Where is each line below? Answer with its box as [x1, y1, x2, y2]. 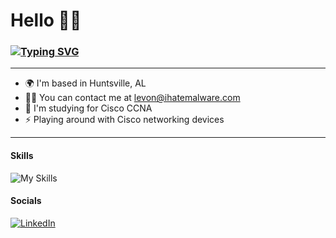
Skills [10, 150, 34, 162]
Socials [10, 195, 42, 207]
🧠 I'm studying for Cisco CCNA [24, 102, 153, 114]
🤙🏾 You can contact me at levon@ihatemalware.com [24, 92, 241, 104]
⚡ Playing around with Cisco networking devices [24, 114, 225, 126]
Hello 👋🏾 [10, 9, 82, 32]
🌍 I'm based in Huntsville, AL [24, 77, 147, 89]
